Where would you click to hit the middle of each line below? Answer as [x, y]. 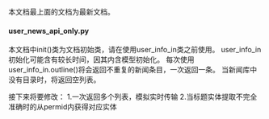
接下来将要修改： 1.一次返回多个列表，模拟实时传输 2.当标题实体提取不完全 [133, 97]
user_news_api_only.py [49, 31]
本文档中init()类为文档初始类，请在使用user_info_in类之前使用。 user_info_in [135, 50]
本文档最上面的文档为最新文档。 [61, 12]
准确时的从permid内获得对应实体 [63, 107]
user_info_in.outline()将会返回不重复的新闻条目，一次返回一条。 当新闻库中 [132, 70]
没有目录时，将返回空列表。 [55, 80]
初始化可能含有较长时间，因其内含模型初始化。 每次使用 [101, 59]
